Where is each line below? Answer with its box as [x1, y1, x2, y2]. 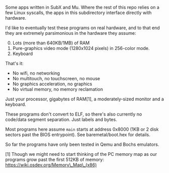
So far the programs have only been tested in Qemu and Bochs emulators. [5, 141, 159, 147]
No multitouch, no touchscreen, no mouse [12, 76, 100, 81]
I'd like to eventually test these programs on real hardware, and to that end [5, 25, 160, 31]
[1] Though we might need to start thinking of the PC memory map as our [5, 151, 157, 157]
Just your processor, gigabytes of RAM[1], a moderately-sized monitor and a [5, 96, 164, 102]
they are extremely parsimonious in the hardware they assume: [5, 30, 136, 36]
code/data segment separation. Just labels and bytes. [5, 117, 118, 123]
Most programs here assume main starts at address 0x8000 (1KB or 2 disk [5, 126, 159, 132]
